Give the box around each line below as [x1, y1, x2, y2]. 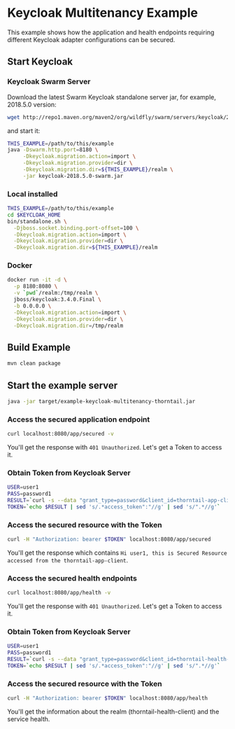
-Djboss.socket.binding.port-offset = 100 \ [13, 224, 139, 232]
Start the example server [7, 380, 118, 391]
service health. [7, 715, 50, 723]
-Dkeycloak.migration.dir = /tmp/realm [13, 322, 124, 329]
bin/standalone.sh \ [7, 218, 68, 225]
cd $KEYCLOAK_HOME [7, 211, 61, 218]
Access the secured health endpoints [7, 573, 138, 583]
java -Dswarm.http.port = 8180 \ [7, 146, 99, 153]
